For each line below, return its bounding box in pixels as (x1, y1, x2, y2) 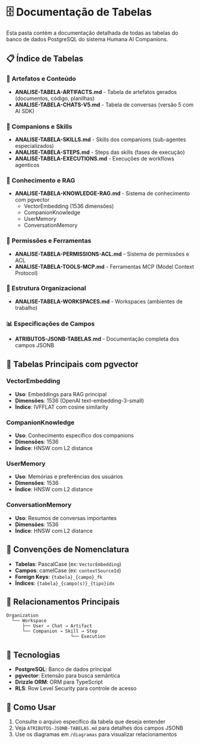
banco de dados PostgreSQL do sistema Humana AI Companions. (6, 35, 169, 42)
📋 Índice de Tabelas (6, 54, 84, 64)
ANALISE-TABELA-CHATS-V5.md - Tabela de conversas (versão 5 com (14, 101, 194, 108)
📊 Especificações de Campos (6, 319, 95, 327)
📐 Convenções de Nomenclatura (6, 545, 129, 555)
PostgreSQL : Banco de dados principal (14, 666, 112, 673)
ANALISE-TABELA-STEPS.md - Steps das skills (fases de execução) (14, 148, 186, 156)
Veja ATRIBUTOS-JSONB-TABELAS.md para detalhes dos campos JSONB (14, 724, 184, 731)
